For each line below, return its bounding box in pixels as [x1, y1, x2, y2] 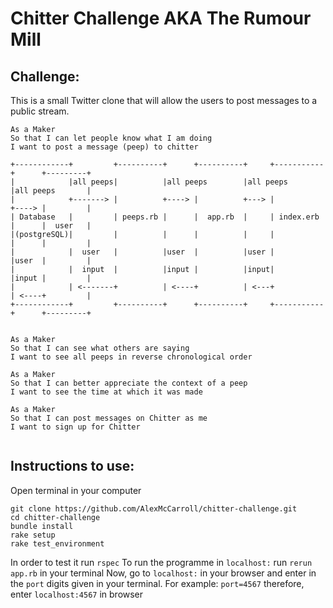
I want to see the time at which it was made [10, 387, 203, 397]
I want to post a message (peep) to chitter [10, 142, 199, 152]
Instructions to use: [10, 458, 135, 475]
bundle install [10, 521, 74, 531]
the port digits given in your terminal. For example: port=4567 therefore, [10, 577, 305, 589]
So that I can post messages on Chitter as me [10, 413, 208, 423]
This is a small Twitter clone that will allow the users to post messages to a [10, 95, 318, 106]
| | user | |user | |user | [10, 247, 275, 257]
